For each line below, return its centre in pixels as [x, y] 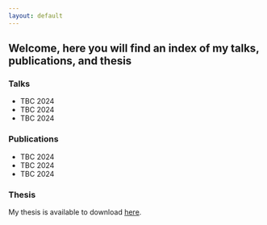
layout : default [35, 16]
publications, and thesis [70, 61]
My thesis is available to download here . [75, 212]
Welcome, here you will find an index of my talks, [134, 49]
